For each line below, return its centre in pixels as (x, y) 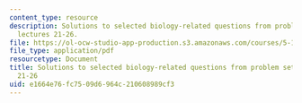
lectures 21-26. (48, 34)
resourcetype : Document (54, 59)
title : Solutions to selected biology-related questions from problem (144, 68)
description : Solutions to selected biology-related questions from (140, 26)
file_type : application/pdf (62, 51)
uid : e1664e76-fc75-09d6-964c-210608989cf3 (92, 84)
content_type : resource (54, 17)
